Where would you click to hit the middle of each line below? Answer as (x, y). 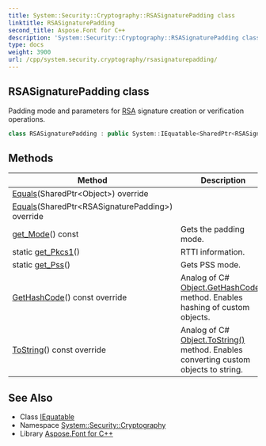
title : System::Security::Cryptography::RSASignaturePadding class (122, 15)
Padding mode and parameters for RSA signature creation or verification (126, 111)
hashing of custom (215, 308)
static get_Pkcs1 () (46, 252)
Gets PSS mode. (211, 265)
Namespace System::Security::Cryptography (93, 425)
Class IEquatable (47, 417)
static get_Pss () (42, 265)
